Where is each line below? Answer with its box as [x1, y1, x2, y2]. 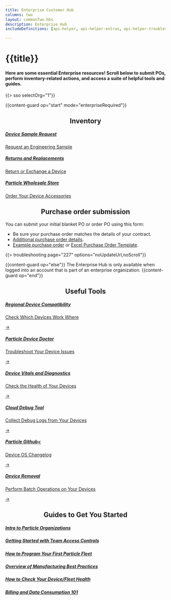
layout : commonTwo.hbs [5, 17, 53, 22]
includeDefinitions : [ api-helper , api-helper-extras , [5, 26, 122, 32]
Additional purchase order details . [12, 236, 84, 242]
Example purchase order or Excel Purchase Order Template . [12, 241, 139, 248]
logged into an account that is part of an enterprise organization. [5, 267, 141, 273]
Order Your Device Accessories [5, 193, 71, 199]
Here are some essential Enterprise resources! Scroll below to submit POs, [5, 70, 166, 76]
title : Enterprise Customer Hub [5, 7, 74, 13]
